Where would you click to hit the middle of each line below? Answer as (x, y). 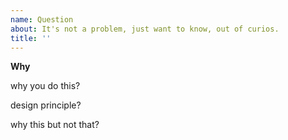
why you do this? (45, 86)
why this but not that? (55, 125)
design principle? (46, 105)
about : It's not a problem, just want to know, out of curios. (145, 29)
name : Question (42, 19)
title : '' (31, 38)
